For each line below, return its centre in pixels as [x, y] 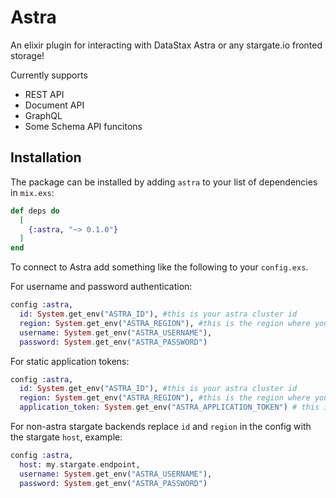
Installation [46, 157]
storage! [27, 55]
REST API [44, 94]
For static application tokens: [70, 361]
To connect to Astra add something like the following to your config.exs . [159, 267]
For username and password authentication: [101, 287]
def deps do [35, 211]
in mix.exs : [32, 192]
